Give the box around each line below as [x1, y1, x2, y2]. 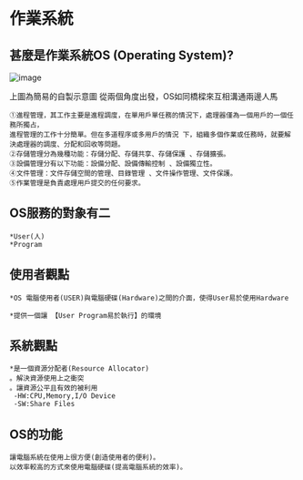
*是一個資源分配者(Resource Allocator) [9, 364, 150, 373]
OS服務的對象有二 [9, 206, 111, 221]
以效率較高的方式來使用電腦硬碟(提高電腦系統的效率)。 [9, 463, 187, 472]
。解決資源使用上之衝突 [9, 374, 85, 383]
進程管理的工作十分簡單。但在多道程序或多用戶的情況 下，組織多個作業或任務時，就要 [9, 130, 285, 139]
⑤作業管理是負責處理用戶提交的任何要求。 [9, 179, 146, 188]
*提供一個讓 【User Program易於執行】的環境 [9, 311, 162, 320]
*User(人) [9, 231, 45, 241]
